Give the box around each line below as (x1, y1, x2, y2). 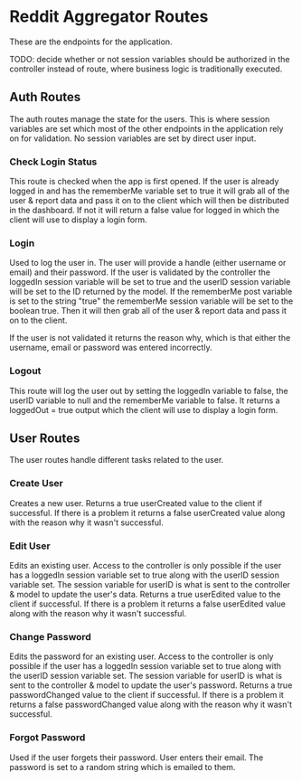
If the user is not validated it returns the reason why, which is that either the (9, 333, 291, 343)
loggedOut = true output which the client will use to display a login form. (9, 404, 278, 415)
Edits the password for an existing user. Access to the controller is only (9, 651, 274, 662)
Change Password (9, 630, 92, 643)
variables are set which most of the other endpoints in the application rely (9, 123, 284, 134)
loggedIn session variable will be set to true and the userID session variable (9, 277, 291, 287)
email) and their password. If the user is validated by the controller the (9, 267, 271, 278)
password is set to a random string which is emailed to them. (9, 761, 236, 772)
